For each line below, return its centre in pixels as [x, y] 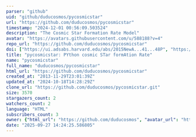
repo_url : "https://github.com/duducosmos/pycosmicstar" [77, 44]
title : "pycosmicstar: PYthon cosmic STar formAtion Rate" [79, 55]
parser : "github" [27, 11]
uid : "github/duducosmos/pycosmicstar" [55, 17]
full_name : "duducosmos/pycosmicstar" [53, 66]
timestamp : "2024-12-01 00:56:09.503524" [57, 28]
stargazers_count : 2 [31, 98]
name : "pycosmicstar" [32, 60]
